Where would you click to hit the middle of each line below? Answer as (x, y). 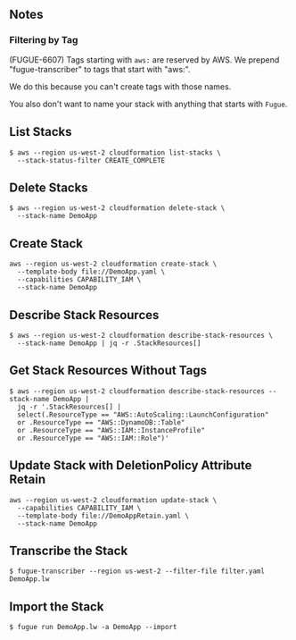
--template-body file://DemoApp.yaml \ (91, 272)
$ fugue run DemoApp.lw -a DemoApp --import (93, 627)
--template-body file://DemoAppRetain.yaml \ (103, 516)
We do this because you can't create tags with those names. (120, 86)
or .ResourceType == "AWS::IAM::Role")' (93, 438)
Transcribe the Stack (69, 550)
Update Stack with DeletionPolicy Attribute (131, 465)
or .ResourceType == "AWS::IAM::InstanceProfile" (111, 430)
